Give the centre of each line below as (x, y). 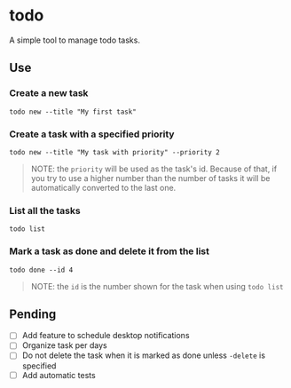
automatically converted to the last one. (103, 187)
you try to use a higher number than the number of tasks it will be (150, 178)
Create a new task (49, 93)
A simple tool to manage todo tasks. (75, 40)
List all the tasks (45, 210)
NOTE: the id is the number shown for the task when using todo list (157, 286)
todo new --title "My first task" (73, 112)
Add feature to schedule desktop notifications (106, 336)
